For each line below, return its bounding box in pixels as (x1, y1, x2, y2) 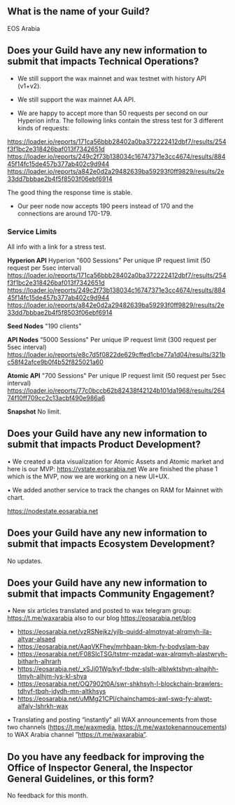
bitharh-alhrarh (17, 657, 62, 665)
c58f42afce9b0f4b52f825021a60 (7, 358, 104, 366)
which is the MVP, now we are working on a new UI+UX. (7, 472, 170, 480)
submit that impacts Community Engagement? (7, 588, 215, 600)
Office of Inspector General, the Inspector (7, 762, 194, 773)
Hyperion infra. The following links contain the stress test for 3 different (17, 116, 224, 125)
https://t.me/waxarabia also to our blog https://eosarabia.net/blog (7, 614, 197, 623)
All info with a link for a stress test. (7, 242, 106, 251)
